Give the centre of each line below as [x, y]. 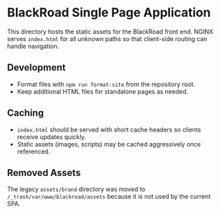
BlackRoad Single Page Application [109, 13]
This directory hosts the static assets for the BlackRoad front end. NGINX [110, 32]
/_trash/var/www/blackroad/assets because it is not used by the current [109, 197]
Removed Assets [44, 173]
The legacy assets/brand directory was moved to [76, 189]
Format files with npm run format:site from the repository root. [106, 84]
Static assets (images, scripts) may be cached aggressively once [109, 144]
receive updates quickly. [52, 137]
